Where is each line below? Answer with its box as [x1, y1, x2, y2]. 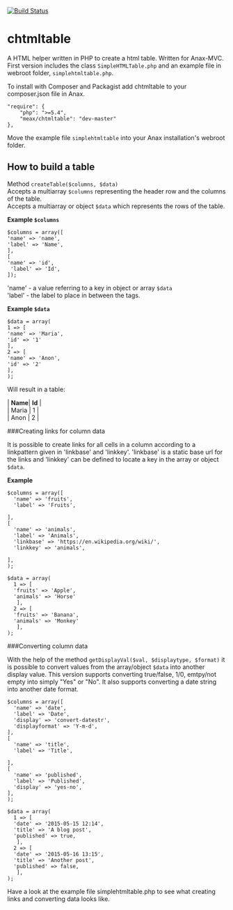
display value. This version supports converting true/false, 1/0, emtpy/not [7, 670, 217, 678]
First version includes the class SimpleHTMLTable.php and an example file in [7, 61, 221, 70]
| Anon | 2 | [7, 413, 40, 421]
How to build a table [7, 161, 95, 173]
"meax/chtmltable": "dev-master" [19, 115, 117, 122]
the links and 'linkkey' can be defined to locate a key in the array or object [7, 455, 219, 463]
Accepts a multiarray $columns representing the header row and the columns [7, 187, 226, 195]
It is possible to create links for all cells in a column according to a [7, 440, 196, 448]
